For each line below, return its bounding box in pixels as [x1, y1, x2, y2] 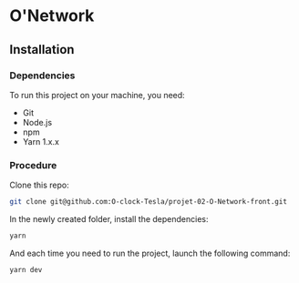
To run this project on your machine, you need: [9, 89, 185, 100]
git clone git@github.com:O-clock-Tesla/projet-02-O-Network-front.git [9, 197, 287, 207]
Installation [9, 42, 75, 57]
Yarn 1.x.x [22, 136, 59, 147]
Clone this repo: [9, 179, 70, 191]
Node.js [22, 116, 53, 127]
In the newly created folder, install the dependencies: [9, 214, 209, 225]
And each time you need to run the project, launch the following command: [9, 248, 291, 258]
